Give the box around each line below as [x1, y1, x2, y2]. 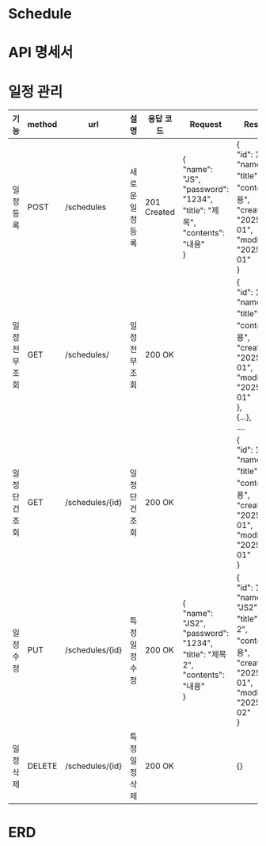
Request [189, 119, 222, 130]
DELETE [27, 760, 58, 771]
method [27, 119, 58, 130]
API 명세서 [8, 44, 74, 62]
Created [145, 207, 176, 218]
